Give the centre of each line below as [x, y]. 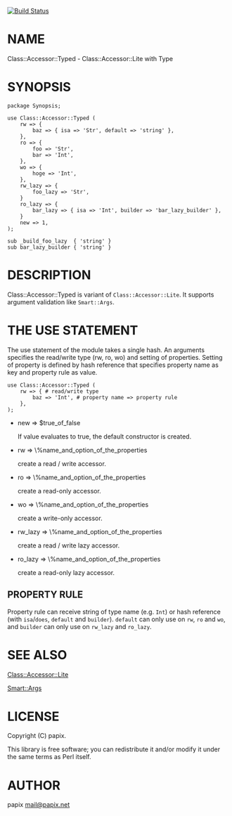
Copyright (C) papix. [37, 736]
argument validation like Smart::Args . [61, 302]
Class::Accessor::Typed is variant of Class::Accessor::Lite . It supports [111, 294]
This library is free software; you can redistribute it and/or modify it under [114, 749]
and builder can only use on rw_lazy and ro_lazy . [80, 626]
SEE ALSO [37, 655]
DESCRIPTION [49, 275]
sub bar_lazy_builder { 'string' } [59, 247]
